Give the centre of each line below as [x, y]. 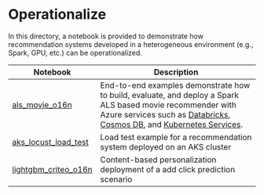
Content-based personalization [158, 160]
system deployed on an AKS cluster [166, 146]
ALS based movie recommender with [169, 105]
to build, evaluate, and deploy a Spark [170, 95]
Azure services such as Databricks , [165, 114]
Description [176, 72]
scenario [116, 179]
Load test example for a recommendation [176, 137]
